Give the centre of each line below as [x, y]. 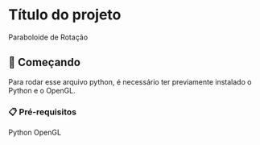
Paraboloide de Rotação [48, 37]
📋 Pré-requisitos [42, 112]
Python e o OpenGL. [42, 90]
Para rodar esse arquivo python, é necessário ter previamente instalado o [130, 81]
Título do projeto [65, 15]
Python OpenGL [35, 133]
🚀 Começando [44, 62]
